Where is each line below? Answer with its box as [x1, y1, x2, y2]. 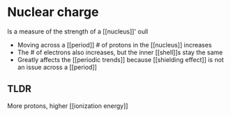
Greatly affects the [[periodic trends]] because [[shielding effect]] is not [17, 55, 225, 63]
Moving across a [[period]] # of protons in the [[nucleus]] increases [17, 40, 212, 49]
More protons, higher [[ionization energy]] [7, 102, 128, 110]
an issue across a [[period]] [17, 63, 98, 71]
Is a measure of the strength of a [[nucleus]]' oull [7, 27, 149, 36]
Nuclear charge [7, 4, 99, 20]
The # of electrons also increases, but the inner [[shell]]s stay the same [17, 48, 223, 56]
